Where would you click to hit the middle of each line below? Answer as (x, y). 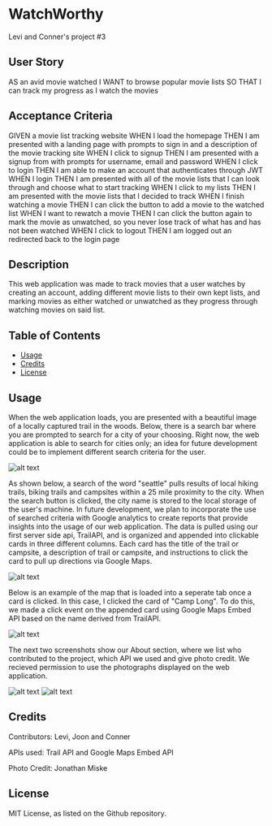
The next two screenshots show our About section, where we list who (125, 650)
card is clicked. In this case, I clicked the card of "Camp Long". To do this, (132, 601)
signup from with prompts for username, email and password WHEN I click (133, 161)
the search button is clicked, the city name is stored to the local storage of (133, 501)
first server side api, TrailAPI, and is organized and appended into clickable (134, 535)
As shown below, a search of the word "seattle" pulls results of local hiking (133, 483)
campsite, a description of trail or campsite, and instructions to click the (128, 552)
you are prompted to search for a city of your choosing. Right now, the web (134, 435)
